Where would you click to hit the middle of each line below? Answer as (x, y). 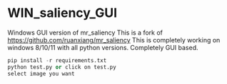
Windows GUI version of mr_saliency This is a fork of (85, 32)
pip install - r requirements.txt (57, 60)
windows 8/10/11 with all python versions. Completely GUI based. (103, 47)
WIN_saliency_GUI (62, 13)
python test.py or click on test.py (62, 67)
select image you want (41, 73)
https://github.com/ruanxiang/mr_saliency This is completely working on (114, 40)
